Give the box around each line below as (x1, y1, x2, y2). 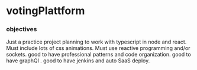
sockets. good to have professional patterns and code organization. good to (6, 51, 191, 58)
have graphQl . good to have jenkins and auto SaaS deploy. (6, 57, 150, 64)
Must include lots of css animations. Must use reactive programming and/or (6, 45, 190, 52)
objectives (6, 25, 37, 34)
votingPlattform (6, 4, 85, 18)
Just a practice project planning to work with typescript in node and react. (6, 38, 187, 45)
